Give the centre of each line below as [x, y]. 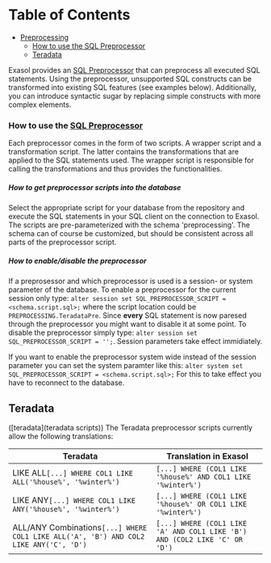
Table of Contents [69, 15]
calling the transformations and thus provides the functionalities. [115, 169]
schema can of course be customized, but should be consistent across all [131, 234]
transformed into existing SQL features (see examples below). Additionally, [132, 87]
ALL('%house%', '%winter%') [66, 482]
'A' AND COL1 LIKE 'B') [202, 531]
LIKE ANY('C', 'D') [50, 544]
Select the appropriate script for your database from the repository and [127, 208]
